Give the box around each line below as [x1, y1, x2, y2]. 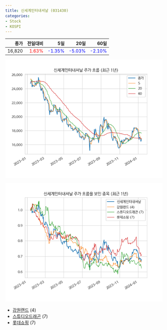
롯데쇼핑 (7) [12, 319, 36, 325]
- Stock [5, 19, 21, 24]
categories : [5, 13, 30, 19]
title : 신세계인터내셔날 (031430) [5, 8, 69, 13]
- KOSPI [5, 24, 21, 29]
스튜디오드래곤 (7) [12, 313, 48, 319]
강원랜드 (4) [12, 307, 36, 313]
